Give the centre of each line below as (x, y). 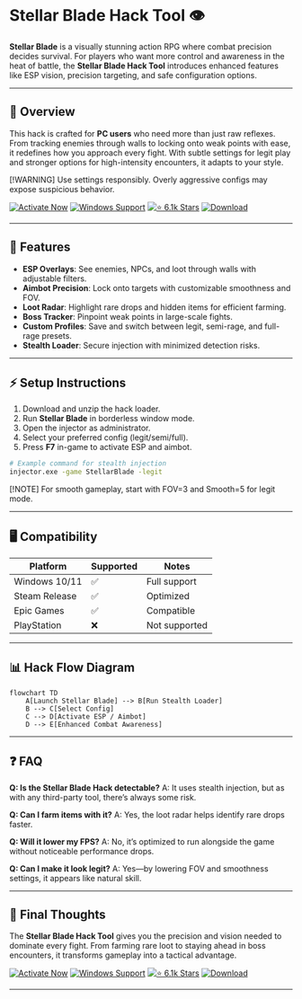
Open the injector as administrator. (86, 428)
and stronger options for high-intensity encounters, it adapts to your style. (147, 162)
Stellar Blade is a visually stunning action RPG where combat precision (141, 46)
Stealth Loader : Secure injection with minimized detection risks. (141, 345)
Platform (48, 566)
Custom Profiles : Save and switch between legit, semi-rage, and (142, 326)
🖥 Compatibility (53, 537)
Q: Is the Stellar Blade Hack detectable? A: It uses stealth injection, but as (147, 787)
